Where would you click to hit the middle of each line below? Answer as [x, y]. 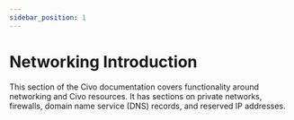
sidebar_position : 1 [48, 17]
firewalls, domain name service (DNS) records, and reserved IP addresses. [147, 106]
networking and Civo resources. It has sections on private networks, [136, 96]
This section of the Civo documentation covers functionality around [134, 87]
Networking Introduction [103, 61]
